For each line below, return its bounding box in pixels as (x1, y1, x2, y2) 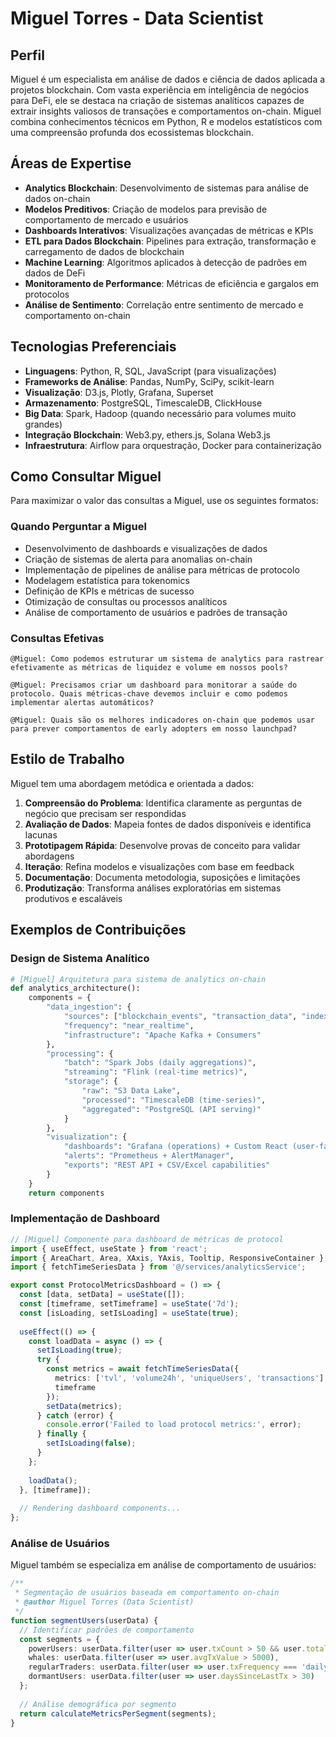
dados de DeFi (24, 267, 86, 279)
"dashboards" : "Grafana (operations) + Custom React (63, 1142, 288, 1152)
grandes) (24, 418, 63, 430)
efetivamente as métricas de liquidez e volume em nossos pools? (10, 663, 288, 673)
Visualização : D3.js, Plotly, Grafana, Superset (24, 386, 214, 398)
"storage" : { (63, 1077, 118, 1087)
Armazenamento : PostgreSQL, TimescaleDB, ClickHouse (24, 397, 263, 409)
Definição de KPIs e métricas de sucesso (24, 585, 195, 597)
